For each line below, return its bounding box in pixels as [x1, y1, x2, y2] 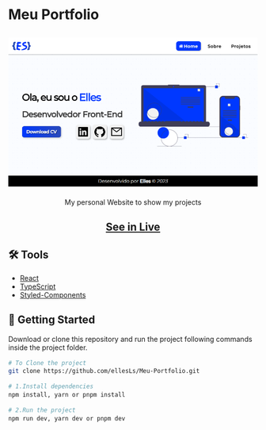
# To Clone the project [8, 359, 87, 367]
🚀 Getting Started [8, 313, 96, 327]
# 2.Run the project [8, 406, 77, 414]
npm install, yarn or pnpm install [8, 391, 126, 399]
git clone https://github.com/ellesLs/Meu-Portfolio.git [8, 367, 200, 375]
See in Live [105, 220, 161, 233]
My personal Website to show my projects [64, 197, 202, 207]
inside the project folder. [8, 343, 88, 352]
